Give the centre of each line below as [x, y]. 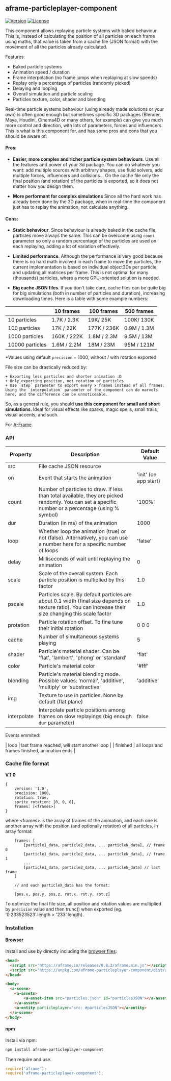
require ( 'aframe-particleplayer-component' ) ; [54, 1073]
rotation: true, [32, 797]
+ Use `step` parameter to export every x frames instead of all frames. [85, 386]
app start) [149, 481]
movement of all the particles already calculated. [56, 47]
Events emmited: [23, 735]
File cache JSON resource [70, 466]
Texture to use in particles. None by [81, 695]
